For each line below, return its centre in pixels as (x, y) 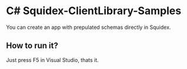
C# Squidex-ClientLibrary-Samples (94, 11)
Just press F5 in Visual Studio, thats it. (52, 60)
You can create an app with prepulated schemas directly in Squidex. (89, 27)
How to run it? (32, 46)
